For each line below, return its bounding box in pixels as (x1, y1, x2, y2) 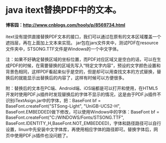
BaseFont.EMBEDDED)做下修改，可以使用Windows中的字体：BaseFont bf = (5, 109, 160, 115)
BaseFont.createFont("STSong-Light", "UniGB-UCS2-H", (5, 103, 121, 109)
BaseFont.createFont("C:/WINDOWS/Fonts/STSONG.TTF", (5, 114, 124, 120)
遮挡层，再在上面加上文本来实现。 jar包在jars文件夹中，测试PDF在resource (5, 40, 159, 46)
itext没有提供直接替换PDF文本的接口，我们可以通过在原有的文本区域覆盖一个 (5, 34, 162, 40)
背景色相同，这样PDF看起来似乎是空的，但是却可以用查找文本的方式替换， (5, 69, 157, 75)
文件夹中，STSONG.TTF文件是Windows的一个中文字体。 (5, 46, 122, 52)
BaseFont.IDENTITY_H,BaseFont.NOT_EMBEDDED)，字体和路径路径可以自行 (5, 120, 162, 126)
